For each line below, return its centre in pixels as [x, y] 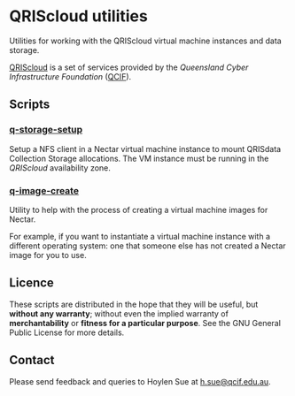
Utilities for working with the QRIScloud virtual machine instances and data [145, 41]
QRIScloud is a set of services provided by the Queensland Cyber [129, 67]
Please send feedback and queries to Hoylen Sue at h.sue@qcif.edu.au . [140, 381]
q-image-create [44, 190]
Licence [32, 283]
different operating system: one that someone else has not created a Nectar [147, 246]
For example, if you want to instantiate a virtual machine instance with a [140, 236]
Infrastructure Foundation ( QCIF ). [70, 76]
